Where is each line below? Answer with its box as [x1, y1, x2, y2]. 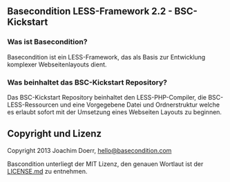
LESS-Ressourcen [7, 100, 59, 109]
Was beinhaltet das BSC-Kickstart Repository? [7, 78, 168, 87]
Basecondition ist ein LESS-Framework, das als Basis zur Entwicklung [7, 53, 206, 61]
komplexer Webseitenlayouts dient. [7, 60, 107, 69]
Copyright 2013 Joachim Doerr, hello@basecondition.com [7, 146, 172, 154]
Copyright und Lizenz [7, 128, 102, 140]
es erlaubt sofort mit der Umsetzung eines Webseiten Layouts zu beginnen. [7, 107, 222, 116]
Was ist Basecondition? [7, 37, 88, 47]
